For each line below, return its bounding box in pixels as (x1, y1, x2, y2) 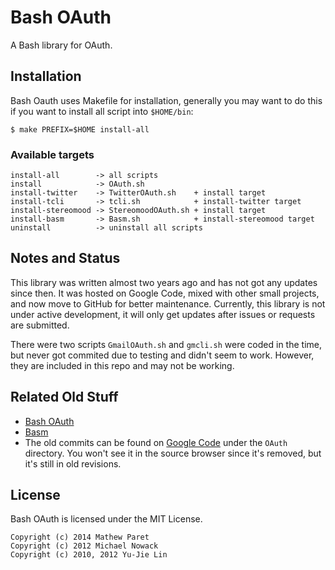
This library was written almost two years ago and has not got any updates (10, 276, 318, 288)
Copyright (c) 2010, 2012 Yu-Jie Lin (10, 550, 168, 560)
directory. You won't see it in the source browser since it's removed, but (24, 447, 322, 459)
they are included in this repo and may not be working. (10, 359, 235, 371)
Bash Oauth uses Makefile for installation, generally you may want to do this (10, 94, 323, 106)
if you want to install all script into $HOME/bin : (10, 105, 194, 117)
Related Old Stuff (10, 389, 119, 406)
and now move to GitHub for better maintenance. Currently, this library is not (10, 297, 326, 310)
